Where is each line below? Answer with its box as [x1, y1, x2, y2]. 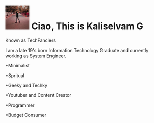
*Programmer [5, 102, 35, 108]
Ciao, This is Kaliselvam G [31, 20, 144, 32]
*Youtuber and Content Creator [5, 92, 71, 98]
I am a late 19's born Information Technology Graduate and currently [5, 47, 149, 53]
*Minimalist [5, 62, 30, 68]
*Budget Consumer [5, 112, 47, 118]
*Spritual [5, 72, 24, 79]
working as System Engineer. [5, 53, 66, 59]
